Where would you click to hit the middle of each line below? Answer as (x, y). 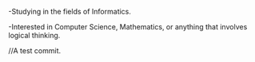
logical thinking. (34, 35)
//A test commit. (35, 50)
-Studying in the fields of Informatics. (70, 12)
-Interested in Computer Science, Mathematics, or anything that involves (128, 27)
